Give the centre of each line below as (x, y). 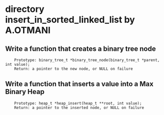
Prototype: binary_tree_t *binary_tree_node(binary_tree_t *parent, (87, 60)
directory (25, 9)
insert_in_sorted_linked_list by (70, 20)
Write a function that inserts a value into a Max (79, 84)
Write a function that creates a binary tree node (80, 49)
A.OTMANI (28, 30)
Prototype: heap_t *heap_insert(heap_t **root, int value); (78, 103)
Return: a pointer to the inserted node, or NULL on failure (79, 108)
